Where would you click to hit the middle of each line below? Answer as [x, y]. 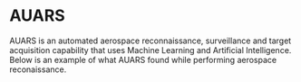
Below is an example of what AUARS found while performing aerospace [143, 59]
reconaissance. [38, 69]
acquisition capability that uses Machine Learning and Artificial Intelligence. [150, 50]
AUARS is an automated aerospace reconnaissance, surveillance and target [150, 41]
